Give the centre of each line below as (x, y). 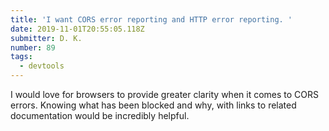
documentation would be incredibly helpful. (100, 115)
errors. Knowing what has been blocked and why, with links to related (153, 105)
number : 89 (33, 47)
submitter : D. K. (46, 38)
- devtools (42, 66)
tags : (21, 57)
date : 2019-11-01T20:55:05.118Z (77, 29)
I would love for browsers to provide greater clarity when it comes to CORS (165, 94)
